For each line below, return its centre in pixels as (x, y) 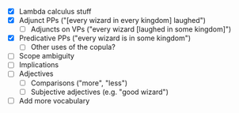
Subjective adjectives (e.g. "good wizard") (100, 92)
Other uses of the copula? (73, 47)
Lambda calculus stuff (55, 11)
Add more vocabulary (54, 100)
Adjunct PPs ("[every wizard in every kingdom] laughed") (112, 21)
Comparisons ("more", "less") (79, 83)
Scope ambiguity (46, 56)
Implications (39, 65)
